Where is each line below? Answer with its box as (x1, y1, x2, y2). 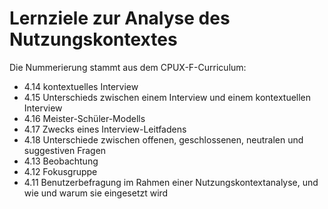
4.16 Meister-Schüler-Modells (23, 112, 146, 124)
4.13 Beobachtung (23, 155, 99, 167)
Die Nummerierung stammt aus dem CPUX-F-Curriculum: (9, 61, 247, 73)
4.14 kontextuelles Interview (23, 80, 139, 92)
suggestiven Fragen (23, 144, 107, 156)
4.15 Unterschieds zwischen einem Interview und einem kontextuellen (23, 91, 312, 103)
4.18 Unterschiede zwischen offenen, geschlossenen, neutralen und (23, 133, 304, 146)
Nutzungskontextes (9, 28, 178, 51)
